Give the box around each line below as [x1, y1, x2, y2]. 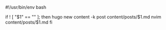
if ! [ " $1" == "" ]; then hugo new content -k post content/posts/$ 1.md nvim [5, 14, 161, 19]
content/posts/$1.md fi [5, 19, 53, 25]
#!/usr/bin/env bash [5, 4, 47, 10]
